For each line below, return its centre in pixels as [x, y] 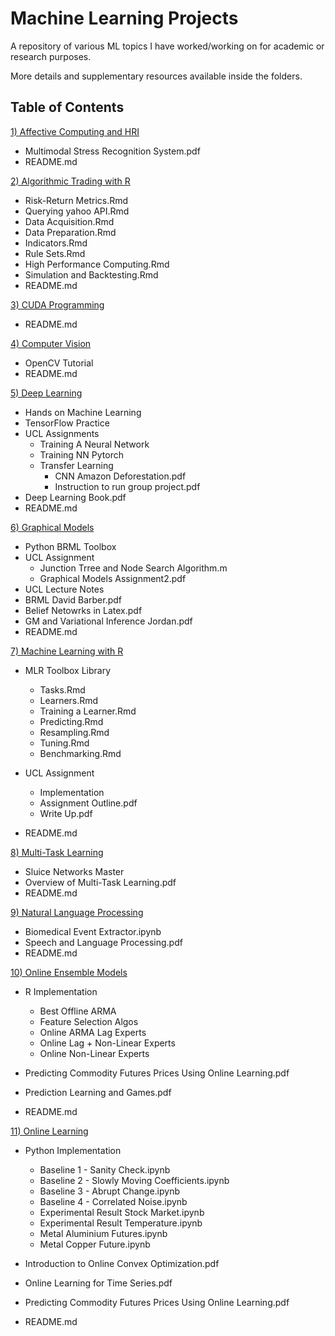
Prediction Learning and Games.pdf [98, 1092]
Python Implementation [73, 1150]
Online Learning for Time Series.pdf [98, 1283]
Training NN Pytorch [82, 454]
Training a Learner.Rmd [88, 711]
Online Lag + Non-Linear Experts [107, 1043]
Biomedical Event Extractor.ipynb [93, 931]
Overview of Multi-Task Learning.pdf [100, 882]
